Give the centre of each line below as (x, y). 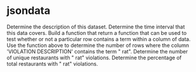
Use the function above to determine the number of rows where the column (98, 45)
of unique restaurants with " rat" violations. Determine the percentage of (94, 57)
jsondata (28, 11)
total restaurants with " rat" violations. (53, 64)
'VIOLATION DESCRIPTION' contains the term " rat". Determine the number (97, 51)
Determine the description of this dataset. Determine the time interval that (96, 27)
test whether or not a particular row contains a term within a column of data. (99, 39)
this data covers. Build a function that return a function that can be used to (97, 33)
